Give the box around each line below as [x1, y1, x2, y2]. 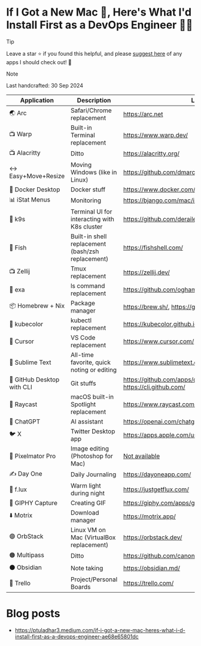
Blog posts [6, 607, 60, 620]
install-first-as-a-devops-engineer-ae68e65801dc [14, 633, 139, 640]
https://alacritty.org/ [123, 149, 179, 158]
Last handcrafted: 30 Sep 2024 [6, 82, 84, 89]
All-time [71, 350, 94, 359]
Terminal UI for [71, 207, 112, 215]
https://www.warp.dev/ [123, 131, 188, 139]
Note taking [71, 564, 103, 572]
